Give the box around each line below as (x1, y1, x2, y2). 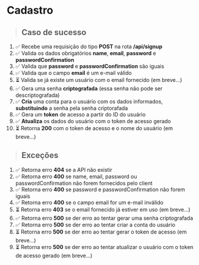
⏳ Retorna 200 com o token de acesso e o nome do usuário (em (15, 125, 173, 131)
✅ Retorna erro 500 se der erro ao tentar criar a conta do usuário (15, 221, 176, 228)
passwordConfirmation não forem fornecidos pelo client (15, 179, 153, 187)
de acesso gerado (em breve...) (15, 252, 93, 259)
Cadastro (7, 4, 53, 17)
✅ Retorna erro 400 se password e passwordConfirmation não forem (15, 185, 185, 193)
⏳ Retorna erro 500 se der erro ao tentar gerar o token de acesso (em (15, 228, 187, 235)
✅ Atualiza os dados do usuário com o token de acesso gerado (15, 118, 171, 125)
